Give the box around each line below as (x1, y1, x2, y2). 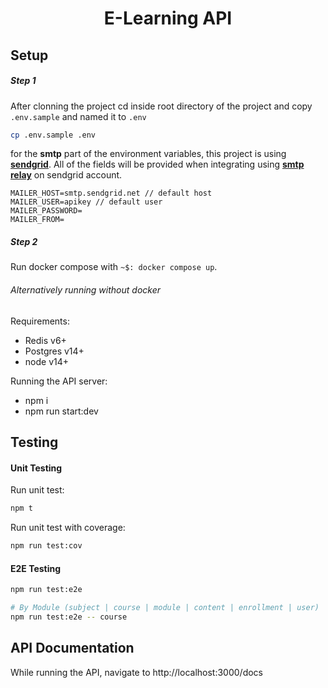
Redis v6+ (24, 334, 67, 346)
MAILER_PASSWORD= (10, 206, 83, 216)
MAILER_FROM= (10, 215, 65, 225)
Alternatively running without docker (10, 283, 162, 296)
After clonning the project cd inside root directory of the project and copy (10, 100, 313, 112)
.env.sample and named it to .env (10, 110, 147, 122)
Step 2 (10, 236, 38, 248)
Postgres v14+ (24, 345, 85, 357)
